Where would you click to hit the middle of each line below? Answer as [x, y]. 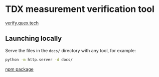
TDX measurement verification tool [80, 9]
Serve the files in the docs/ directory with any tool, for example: [71, 50]
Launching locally [34, 38]
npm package [19, 69]
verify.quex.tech [22, 23]
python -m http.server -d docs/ [39, 60]
